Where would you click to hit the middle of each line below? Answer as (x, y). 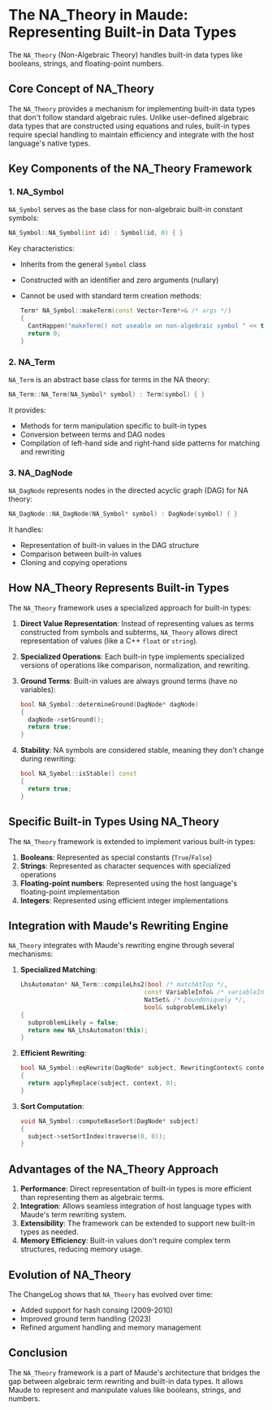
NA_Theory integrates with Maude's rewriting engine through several (121, 946)
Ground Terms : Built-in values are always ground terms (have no (129, 681)
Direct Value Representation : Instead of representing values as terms (137, 623)
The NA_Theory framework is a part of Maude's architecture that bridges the (134, 1373)
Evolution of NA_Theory (70, 1275)
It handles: (26, 529)
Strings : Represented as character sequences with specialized (125, 866)
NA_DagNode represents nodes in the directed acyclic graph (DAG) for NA (129, 490)
